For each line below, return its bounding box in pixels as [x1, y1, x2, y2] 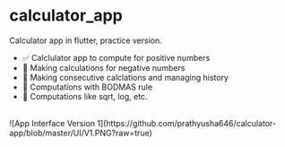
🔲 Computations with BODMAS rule [22, 82, 153, 92]
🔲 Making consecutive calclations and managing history [22, 72, 229, 82]
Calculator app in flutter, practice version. [9, 35, 163, 46]
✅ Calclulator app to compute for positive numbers [22, 52, 211, 63]
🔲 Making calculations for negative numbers [22, 62, 186, 73]
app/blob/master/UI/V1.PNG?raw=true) [9, 127, 152, 138]
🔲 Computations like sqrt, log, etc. [22, 91, 148, 101]
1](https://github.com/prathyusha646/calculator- [97, 117, 276, 128]
